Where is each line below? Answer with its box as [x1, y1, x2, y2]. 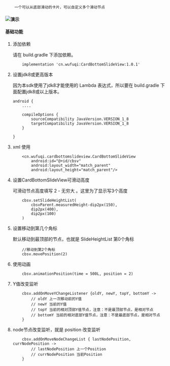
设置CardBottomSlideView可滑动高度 [12, 177, 90, 183]
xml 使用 [12, 144, 31, 150]
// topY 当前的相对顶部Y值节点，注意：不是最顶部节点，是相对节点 [31, 307, 154, 312]
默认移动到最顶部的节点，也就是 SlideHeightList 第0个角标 [12, 236, 134, 242]
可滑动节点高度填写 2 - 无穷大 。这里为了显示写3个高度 [12, 188, 128, 194]
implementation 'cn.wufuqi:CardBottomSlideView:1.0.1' [22, 62, 141, 67]
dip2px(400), [31, 206, 58, 212]
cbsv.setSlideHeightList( [22, 198, 77, 203]
